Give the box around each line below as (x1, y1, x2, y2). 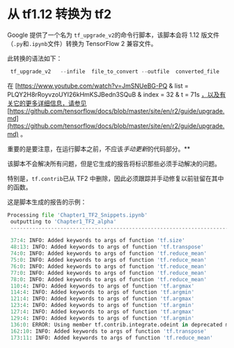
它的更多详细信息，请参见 (13, 99, 87, 107)
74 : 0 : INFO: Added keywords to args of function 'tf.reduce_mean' (10, 250, 208, 258)
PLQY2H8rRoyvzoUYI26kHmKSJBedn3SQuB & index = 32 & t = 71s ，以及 (7, 90, 220, 98)
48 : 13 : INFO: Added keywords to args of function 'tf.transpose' (10, 244, 204, 251)
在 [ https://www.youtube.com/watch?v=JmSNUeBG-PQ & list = (7, 81, 189, 90)
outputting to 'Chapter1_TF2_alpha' (10, 218, 117, 225)
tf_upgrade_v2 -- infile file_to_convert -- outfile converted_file (10, 68, 219, 75)
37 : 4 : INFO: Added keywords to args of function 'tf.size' (10, 237, 186, 244)
